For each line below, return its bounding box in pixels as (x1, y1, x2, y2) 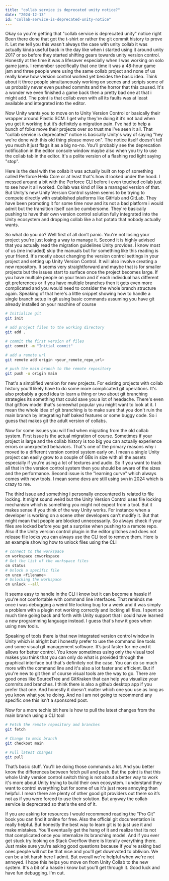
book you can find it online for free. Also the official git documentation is (5, 816, 155, 822)
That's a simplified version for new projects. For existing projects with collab (5, 380, 163, 386)
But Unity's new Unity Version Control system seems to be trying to (5, 190, 145, 196)
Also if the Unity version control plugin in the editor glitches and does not (5, 529, 157, 535)
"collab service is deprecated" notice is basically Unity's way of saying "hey (5, 132, 163, 138)
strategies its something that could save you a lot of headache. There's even (5, 396, 164, 402)
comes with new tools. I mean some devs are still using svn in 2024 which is (5, 476, 163, 482)
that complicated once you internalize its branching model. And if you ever (5, 833, 160, 839)
